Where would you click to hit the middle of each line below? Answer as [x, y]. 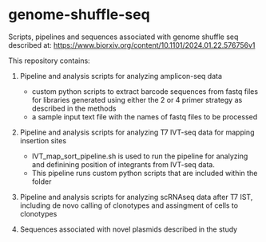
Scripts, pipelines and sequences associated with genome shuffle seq [123, 37]
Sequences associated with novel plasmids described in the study [129, 229]
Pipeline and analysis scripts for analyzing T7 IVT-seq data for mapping [137, 132]
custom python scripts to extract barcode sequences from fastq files [145, 91]
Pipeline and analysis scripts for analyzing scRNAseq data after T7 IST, [136, 197]
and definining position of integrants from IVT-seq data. [123, 164]
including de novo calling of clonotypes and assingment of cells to [129, 205]
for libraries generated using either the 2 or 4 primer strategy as [137, 100]
